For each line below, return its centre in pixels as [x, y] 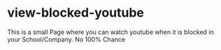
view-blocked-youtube [76, 13]
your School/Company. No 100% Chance [66, 39]
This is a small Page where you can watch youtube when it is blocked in [111, 32]
